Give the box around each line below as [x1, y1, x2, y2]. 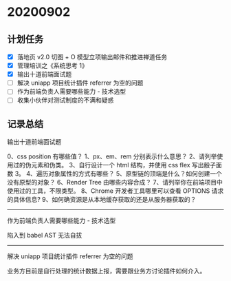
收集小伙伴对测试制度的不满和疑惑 [16, 96, 114, 104]
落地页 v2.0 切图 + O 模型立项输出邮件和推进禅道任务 [16, 53, 168, 61]
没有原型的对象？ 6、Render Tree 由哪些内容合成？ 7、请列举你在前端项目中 [7, 178, 223, 187]
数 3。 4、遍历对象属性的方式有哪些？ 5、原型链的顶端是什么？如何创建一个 [7, 169, 222, 178]
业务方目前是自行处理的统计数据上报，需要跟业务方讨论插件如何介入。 [7, 267, 206, 275]
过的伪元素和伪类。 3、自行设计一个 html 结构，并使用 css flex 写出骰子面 [12, 161, 222, 169]
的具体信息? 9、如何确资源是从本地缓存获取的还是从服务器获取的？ [7, 196, 197, 204]
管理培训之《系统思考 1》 [16, 61, 88, 70]
